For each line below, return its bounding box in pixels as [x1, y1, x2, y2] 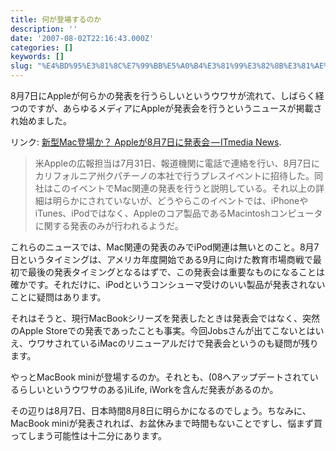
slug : [10, 61, 33, 71]
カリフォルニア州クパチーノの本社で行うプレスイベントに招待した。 [34, 170, 315, 181]
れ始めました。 [10, 115, 72, 126]
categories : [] [10, 42, 74, 53]
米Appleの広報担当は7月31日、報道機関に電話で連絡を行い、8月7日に [34, 157, 321, 169]
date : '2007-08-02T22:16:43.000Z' [10, 33, 155, 43]
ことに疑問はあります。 [10, 291, 107, 303]
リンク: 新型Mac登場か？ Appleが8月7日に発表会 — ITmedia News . [10, 136, 282, 148]
